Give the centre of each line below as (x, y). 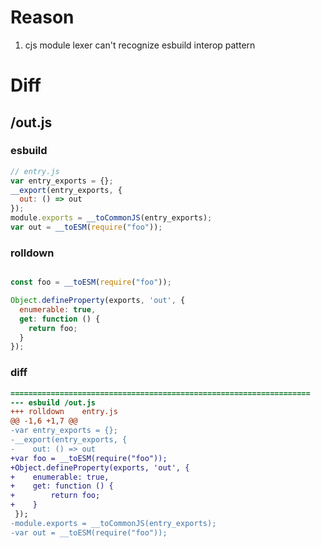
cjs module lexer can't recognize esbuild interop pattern (140, 45)
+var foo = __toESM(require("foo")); (89, 458)
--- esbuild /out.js (53, 402)
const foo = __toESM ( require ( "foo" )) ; (91, 282)
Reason (42, 17)
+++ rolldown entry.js (64, 412)
